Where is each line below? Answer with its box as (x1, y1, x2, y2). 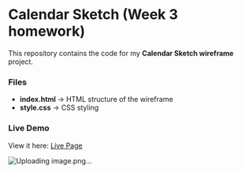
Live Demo (8, 122, 50, 134)
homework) (8, 22, 85, 40)
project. (8, 57, 34, 66)
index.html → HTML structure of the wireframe (19, 95, 173, 104)
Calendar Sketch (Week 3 (8, 6, 179, 24)
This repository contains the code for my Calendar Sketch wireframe (8, 48, 234, 58)
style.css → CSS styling (19, 103, 99, 112)
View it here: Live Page (8, 141, 83, 150)
